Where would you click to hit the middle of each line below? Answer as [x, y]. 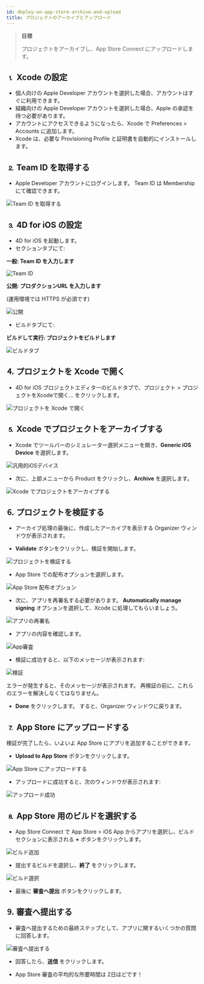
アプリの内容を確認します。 [50, 634]
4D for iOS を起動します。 [47, 241]
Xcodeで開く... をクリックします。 [79, 395]
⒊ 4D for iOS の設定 [44, 225]
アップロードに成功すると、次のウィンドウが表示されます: [88, 782]
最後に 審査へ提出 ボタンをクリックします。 [70, 891]
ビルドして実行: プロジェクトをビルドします [61, 337]
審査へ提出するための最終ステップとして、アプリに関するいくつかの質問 [106, 928]
